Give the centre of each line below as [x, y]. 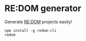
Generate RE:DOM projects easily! [38, 22]
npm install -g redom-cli [30, 30]
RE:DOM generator [43, 8]
